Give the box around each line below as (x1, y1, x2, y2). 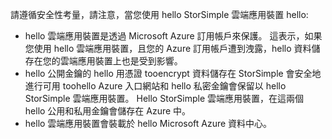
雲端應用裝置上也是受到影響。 (59, 55, 183, 67)
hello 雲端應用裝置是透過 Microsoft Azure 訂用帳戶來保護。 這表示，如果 (24, 30, 323, 42)
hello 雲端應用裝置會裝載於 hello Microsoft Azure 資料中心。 (24, 118, 273, 129)
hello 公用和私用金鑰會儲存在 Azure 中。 (24, 105, 192, 117)
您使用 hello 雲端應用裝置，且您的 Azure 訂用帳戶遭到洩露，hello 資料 (24, 43, 312, 54)
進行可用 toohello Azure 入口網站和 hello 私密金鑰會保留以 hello (24, 80, 287, 92)
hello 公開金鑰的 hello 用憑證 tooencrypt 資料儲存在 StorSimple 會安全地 (24, 68, 322, 79)
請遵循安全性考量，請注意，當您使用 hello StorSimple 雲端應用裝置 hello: (10, 9, 309, 20)
